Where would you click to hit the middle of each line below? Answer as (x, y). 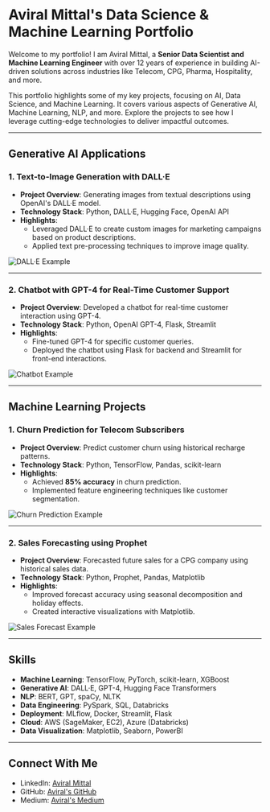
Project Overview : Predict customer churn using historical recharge (133, 447)
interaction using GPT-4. (61, 315)
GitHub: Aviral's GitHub (58, 791)
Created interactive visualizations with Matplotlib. (113, 611)
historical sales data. (54, 568)
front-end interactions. (69, 358)
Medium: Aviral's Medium (62, 800)
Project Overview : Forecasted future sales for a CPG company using (134, 560)
